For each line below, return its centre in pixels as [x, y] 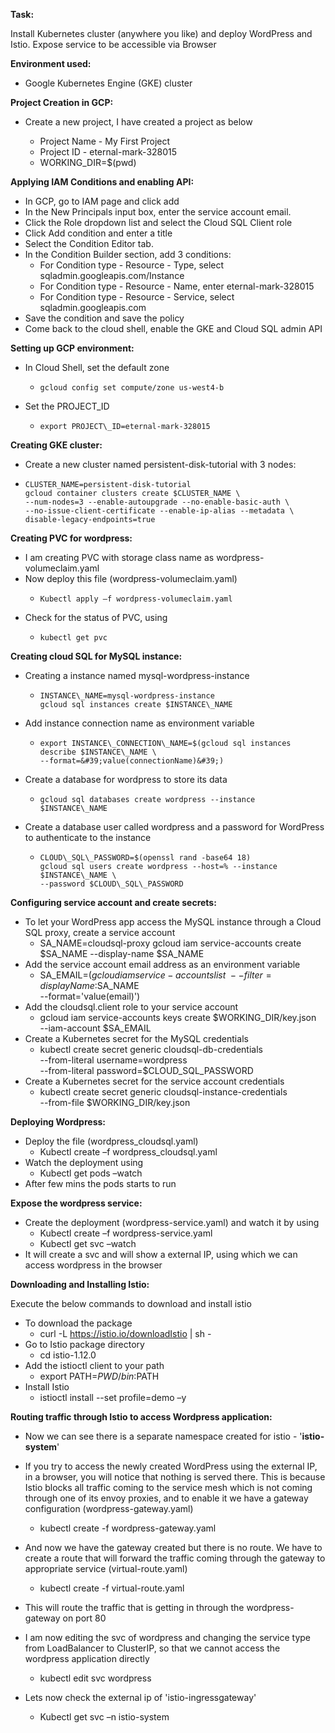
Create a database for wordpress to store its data [126, 779]
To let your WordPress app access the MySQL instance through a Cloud [173, 922]
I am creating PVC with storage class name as [119, 557]
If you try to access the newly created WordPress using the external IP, [171, 1466]
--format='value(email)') [90, 996]
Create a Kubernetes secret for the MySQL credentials [136, 1038]
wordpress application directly [87, 1658]
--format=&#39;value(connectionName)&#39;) [132, 761]
